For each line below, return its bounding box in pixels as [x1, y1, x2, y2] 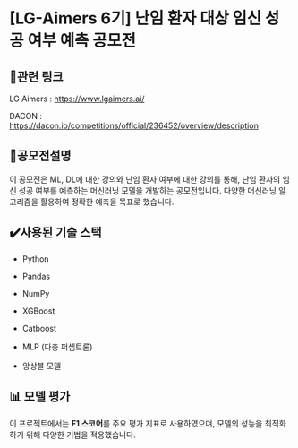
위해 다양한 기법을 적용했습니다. [25, 429, 136, 440]
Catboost [21, 323, 56, 333]
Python [21, 253, 49, 264]
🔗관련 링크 [9, 69, 64, 84]
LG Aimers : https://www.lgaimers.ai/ [9, 93, 145, 104]
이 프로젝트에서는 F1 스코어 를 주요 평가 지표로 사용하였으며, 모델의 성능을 [9, 418, 263, 429]
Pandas [21, 271, 51, 281]
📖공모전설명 [9, 149, 72, 164]
